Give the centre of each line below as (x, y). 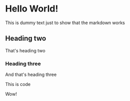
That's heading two (25, 50)
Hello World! (32, 9)
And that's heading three (31, 75)
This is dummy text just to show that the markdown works (65, 23)
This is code (18, 84)
